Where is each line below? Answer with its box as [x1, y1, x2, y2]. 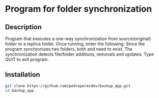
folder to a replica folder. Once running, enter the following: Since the [5, 41, 145, 47]
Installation [5, 71, 40, 79]
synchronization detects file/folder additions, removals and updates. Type [5, 51, 154, 57]
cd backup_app [5, 88, 34, 93]
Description [5, 23, 42, 31]
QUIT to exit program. [5, 57, 49, 62]
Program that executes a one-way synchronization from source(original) [5, 36, 151, 41]
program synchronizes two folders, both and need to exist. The [5, 46, 132, 52]
